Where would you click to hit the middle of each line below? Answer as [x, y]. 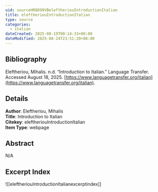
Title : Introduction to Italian [34, 116]
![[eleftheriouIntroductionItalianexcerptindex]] [53, 184]
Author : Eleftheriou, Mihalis [34, 111]
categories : [18, 24]
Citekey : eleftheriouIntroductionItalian [45, 122]
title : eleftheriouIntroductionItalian [48, 15]
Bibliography [26, 59]
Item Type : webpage [27, 127]
